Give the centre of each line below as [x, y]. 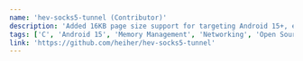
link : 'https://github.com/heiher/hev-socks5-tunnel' [113, 43]
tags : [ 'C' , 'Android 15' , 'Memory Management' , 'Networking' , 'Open [143, 34]
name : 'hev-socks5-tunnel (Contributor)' [88, 17]
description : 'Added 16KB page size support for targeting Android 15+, [149, 26]
